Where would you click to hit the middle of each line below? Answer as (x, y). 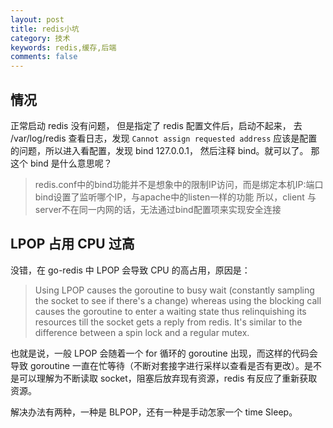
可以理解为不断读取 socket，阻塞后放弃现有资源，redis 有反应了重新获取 (168, 378)
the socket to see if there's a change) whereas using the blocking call (178, 300)
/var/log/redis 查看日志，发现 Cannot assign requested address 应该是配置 (164, 138)
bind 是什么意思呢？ (71, 163)
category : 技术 (40, 38)
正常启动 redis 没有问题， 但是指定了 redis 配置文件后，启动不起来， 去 (156, 125)
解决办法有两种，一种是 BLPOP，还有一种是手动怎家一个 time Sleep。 (154, 412)
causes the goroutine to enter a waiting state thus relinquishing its (170, 311)
